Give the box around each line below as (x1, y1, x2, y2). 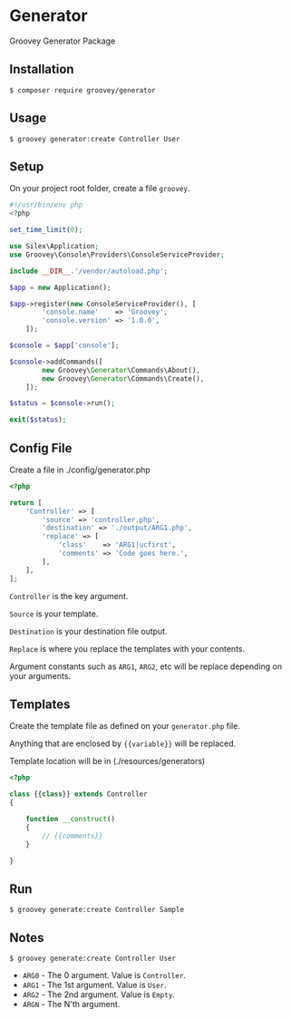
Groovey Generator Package (9, 35, 116, 46)
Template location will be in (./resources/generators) (9, 756, 206, 767)
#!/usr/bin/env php (9, 200, 83, 209)
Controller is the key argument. (9, 590, 129, 601)
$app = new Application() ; (9, 283, 112, 292)
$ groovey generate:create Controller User (9, 954, 177, 963)
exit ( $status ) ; (9, 415, 67, 424)
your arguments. (9, 670, 71, 681)
